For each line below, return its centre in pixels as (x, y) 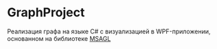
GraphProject (46, 13)
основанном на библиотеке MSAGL (59, 38)
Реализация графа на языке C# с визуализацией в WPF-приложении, (109, 31)
